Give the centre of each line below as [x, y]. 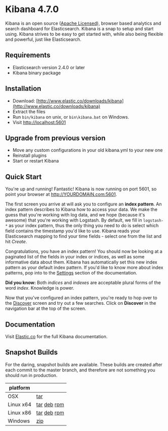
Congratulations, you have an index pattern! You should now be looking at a [84, 251]
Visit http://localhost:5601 [39, 122]
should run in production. [32, 375]
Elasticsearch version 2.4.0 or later [49, 67]
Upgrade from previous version [55, 138]
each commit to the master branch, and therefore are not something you [80, 370]
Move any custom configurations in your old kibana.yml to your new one [88, 150]
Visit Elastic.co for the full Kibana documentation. [57, 336]
